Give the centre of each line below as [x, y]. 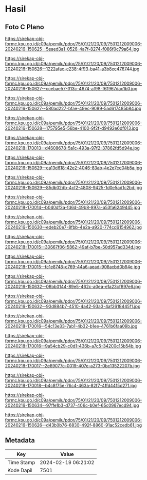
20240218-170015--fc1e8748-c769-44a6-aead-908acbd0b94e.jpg [73, 267]
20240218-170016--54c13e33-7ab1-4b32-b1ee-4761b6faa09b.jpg [71, 326]
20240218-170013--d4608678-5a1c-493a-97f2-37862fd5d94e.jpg [73, 148]
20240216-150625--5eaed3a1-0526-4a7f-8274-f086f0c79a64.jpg [72, 49]
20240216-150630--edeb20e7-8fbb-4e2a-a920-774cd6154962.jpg [73, 227]
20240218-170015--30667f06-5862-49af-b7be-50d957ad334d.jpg [73, 247]
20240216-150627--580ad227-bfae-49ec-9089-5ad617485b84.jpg [73, 108]
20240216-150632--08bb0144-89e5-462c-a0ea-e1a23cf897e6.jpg [73, 287]
